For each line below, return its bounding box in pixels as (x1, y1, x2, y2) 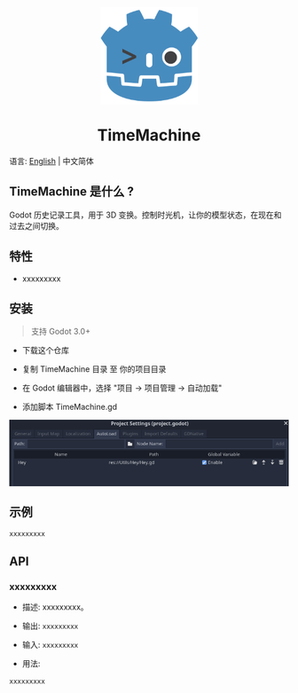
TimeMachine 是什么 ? (9, 185, 135, 200)
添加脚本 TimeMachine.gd (21, 402, 118, 413)
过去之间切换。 (9, 220, 64, 231)
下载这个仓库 (21, 345, 69, 356)
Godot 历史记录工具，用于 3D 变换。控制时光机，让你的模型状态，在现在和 (9, 209, 282, 220)
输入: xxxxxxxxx (21, 639, 79, 650)
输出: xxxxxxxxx (21, 620, 79, 631)
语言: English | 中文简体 (9, 155, 95, 166)
